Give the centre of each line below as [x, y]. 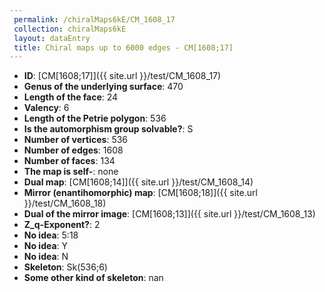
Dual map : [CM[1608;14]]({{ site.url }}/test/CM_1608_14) [138, 182]
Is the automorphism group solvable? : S [108, 129]
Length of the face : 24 [71, 97]
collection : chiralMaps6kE [70, 29]
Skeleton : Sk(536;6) [65, 267]
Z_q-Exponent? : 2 [62, 225]
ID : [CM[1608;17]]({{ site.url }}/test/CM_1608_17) [122, 76]
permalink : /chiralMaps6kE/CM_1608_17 [94, 19]
